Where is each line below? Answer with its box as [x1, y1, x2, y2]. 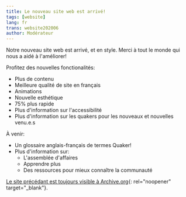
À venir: [6, 130, 25, 138]
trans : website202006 [6, 25, 59, 31]
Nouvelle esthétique [14, 94, 63, 101]
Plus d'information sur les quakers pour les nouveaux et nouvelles [14, 113, 174, 120]
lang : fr [6, 19, 27, 25]
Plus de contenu [14, 76, 54, 83]
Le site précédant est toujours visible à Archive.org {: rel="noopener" [6, 178, 171, 185]
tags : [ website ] [6, 14, 46, 20]
